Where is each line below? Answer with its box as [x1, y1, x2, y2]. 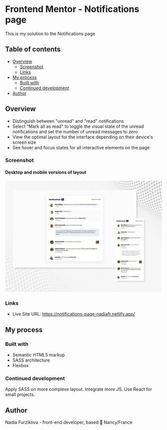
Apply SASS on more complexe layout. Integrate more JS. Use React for [5, 386, 153, 393]
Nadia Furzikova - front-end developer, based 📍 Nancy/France [5, 420, 133, 426]
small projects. [5, 392, 35, 398]
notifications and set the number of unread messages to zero [12, 128, 138, 134]
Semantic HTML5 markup [12, 352, 65, 358]
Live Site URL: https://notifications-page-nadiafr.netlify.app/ [12, 311, 135, 317]
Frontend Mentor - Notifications [5, 3, 140, 15]
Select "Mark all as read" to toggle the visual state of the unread [12, 123, 144, 129]
